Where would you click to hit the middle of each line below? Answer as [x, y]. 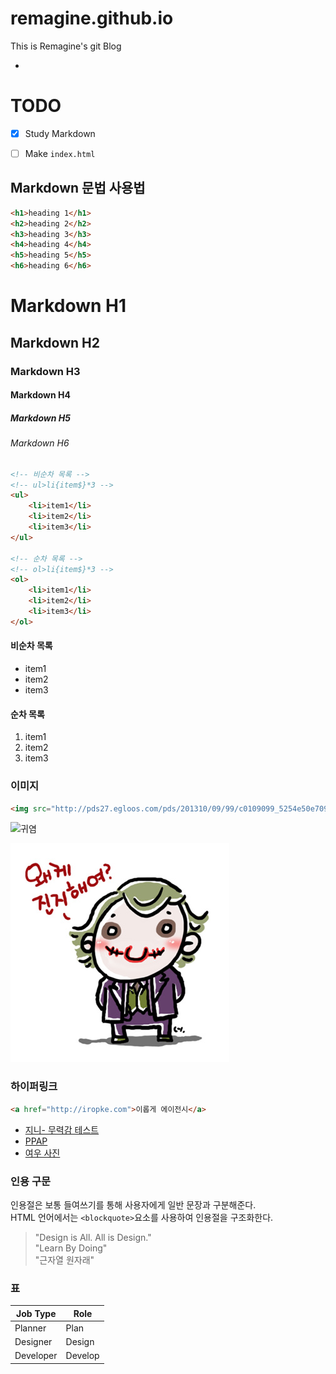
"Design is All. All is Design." [93, 1237]
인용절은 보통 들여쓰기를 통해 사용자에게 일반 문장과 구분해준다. [133, 1204]
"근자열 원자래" [64, 1259]
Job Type [36, 1313]
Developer [36, 1356]
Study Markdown [60, 133]
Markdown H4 [40, 395]
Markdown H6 [40, 443]
